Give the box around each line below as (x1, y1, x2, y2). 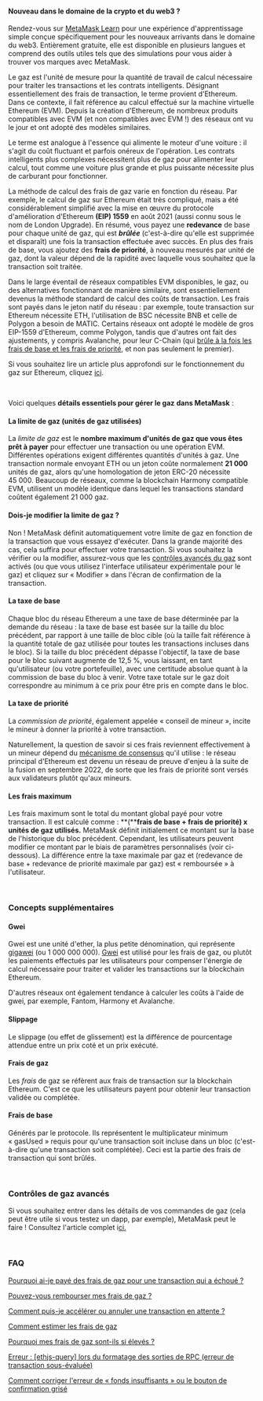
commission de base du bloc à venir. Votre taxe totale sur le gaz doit (8, 672, 229, 681)
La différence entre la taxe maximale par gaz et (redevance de (42, 851, 243, 860)
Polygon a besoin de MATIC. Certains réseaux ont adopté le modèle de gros (8, 319, 254, 328)
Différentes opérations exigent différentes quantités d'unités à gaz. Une (8, 450, 239, 460)
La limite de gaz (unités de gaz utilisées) (8, 416, 142, 425)
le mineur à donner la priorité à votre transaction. (8, 725, 166, 734)
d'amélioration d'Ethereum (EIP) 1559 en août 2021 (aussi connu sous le (8, 212, 242, 221)
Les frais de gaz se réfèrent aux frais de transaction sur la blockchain (8, 1076, 233, 1085)
